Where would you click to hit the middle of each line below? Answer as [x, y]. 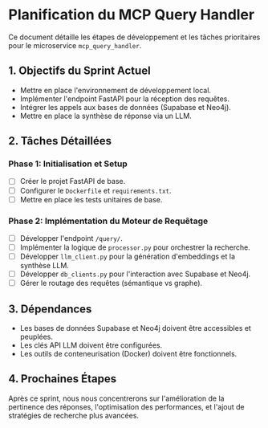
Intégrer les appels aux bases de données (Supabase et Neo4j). [125, 107]
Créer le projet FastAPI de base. [73, 181]
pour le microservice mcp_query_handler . [75, 45]
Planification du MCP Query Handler [132, 15]
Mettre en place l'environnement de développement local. [115, 90]
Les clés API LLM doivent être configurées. [91, 345]
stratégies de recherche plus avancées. [73, 415]
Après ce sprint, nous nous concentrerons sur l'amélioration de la [116, 398]
